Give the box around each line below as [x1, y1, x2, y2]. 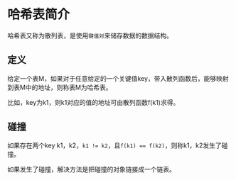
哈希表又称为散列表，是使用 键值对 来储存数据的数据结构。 [7, 31, 173, 40]
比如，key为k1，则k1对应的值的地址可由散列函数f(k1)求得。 [7, 98, 180, 106]
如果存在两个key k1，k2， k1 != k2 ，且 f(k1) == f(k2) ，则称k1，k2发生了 [7, 141, 222, 150]
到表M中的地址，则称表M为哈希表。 [7, 83, 112, 91]
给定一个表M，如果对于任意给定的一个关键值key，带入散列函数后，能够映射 [7, 74, 229, 82]
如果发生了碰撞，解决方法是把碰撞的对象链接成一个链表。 [7, 164, 176, 174]
